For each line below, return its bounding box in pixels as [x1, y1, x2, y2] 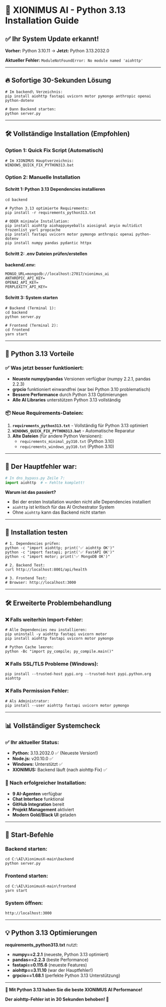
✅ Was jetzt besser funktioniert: [5, 364, 84, 371]
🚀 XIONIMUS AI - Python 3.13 [5, 4, 126, 16]
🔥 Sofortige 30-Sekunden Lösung [5, 76, 111, 85]
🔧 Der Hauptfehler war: [5, 462, 77, 471]
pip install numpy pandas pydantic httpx [5, 240, 92, 245]
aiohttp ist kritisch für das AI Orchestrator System [12, 504, 115, 510]
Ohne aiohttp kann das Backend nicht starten [12, 509, 106, 515]
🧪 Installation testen [5, 528, 68, 536]
